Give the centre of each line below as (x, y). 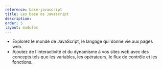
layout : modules (22, 28)
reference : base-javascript (34, 9)
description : (18, 18)
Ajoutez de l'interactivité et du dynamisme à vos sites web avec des (81, 52)
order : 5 (14, 23)
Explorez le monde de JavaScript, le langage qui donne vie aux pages (82, 41)
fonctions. (22, 62)
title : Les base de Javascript (37, 14)
